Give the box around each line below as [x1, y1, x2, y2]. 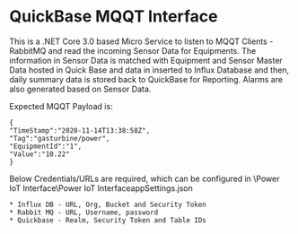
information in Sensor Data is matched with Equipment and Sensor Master [9, 55, 283, 65]
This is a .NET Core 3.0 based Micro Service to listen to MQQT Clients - [9, 36, 274, 47]
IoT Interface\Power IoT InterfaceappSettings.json [9, 182, 193, 194]
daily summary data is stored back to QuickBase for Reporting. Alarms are [9, 74, 284, 84]
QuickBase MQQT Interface [9, 6, 218, 27]
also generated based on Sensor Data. [9, 83, 152, 94]
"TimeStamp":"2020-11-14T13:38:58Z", [9, 126, 151, 135]
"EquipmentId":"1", [9, 142, 83, 151]
